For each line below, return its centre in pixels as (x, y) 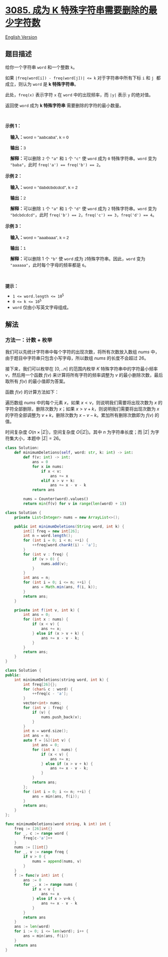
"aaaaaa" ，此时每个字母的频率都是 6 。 (50, 265)
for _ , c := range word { (41, 833)
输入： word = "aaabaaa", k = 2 (40, 237)
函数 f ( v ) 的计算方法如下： (32, 392)
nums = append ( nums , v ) (57, 861)
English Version (21, 37)
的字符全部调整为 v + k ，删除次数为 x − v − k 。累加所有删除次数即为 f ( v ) (79, 415)
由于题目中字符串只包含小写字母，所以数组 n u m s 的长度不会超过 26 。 (77, 358)
